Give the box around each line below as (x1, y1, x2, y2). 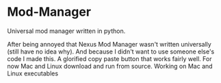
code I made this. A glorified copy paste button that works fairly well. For (7, 54, 212, 62)
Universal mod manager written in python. (7, 27, 126, 35)
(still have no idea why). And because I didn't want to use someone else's (7, 47, 215, 56)
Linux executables (7, 69, 59, 78)
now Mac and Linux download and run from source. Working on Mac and (7, 62, 213, 70)
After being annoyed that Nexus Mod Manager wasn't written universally (7, 40, 212, 48)
